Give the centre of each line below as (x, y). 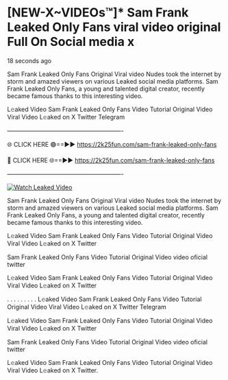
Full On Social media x (71, 42)
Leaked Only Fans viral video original (114, 27)
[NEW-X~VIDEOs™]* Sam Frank (98, 13)
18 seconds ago (29, 60)
